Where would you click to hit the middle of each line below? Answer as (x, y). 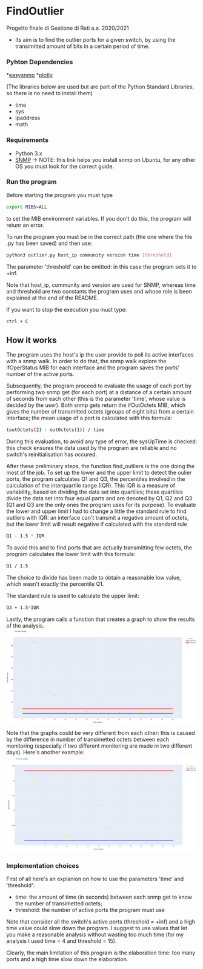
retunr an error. (25, 225)
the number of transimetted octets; (58, 904)
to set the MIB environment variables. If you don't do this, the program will (99, 218)
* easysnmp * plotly (30, 75)
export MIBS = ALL (27, 207)
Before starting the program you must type (60, 195)
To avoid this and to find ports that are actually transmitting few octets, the (99, 548)
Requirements (28, 140)
